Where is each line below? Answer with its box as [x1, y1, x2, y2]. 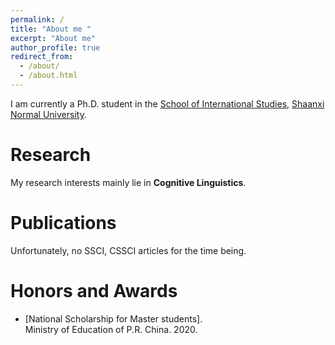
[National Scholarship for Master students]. [24, 312, 203, 325]
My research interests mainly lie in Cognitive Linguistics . [10, 176, 247, 188]
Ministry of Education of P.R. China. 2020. [24, 323, 198, 335]
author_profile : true [10, 42, 101, 53]
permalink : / [10, 14, 65, 25]
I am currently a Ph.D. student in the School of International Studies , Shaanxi [10, 97, 325, 110]
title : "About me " [10, 24, 92, 34]
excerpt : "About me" [10, 33, 97, 43]
